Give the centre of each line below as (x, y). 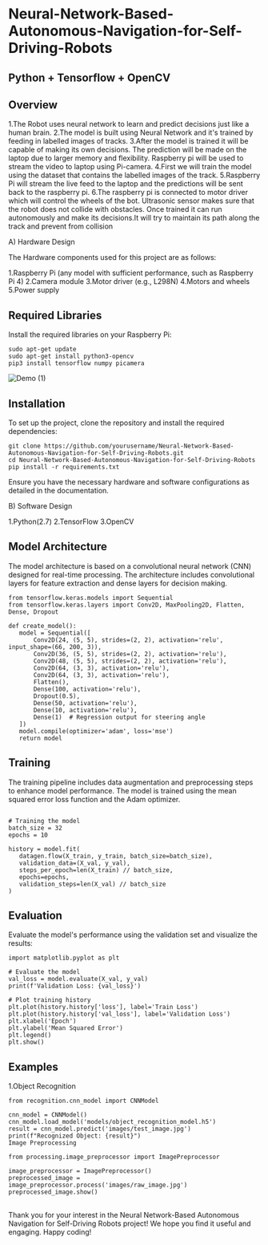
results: (21, 943)
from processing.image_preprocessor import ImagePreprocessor (114, 1157)
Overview (33, 105)
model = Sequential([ (55, 633)
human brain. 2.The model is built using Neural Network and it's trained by (131, 132)
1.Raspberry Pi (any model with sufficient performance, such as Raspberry (131, 273)
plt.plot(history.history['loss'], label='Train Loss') (103, 1008)
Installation (37, 403)
